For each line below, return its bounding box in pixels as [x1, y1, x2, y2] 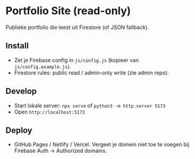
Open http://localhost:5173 [14, 108, 85, 115]
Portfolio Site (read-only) [5, 4, 131, 18]
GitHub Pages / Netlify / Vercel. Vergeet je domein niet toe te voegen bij [14, 141, 190, 148]
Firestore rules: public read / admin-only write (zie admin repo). [14, 69, 170, 76]
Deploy [5, 125, 33, 135]
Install [5, 41, 29, 51]
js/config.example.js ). [14, 63, 72, 70]
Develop [5, 86, 37, 96]
